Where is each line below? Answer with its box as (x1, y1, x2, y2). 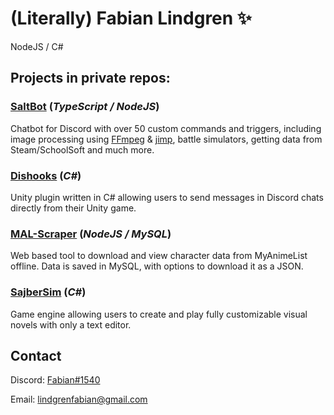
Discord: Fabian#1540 (10, 374, 101, 386)
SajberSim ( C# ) (10, 285, 87, 299)
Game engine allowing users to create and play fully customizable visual (10, 308, 308, 320)
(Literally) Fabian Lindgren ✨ (10, 7, 252, 30)
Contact (10, 347, 62, 364)
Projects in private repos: (10, 70, 171, 87)
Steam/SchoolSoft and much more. (10, 143, 155, 156)
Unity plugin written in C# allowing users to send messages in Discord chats (10, 191, 324, 203)
